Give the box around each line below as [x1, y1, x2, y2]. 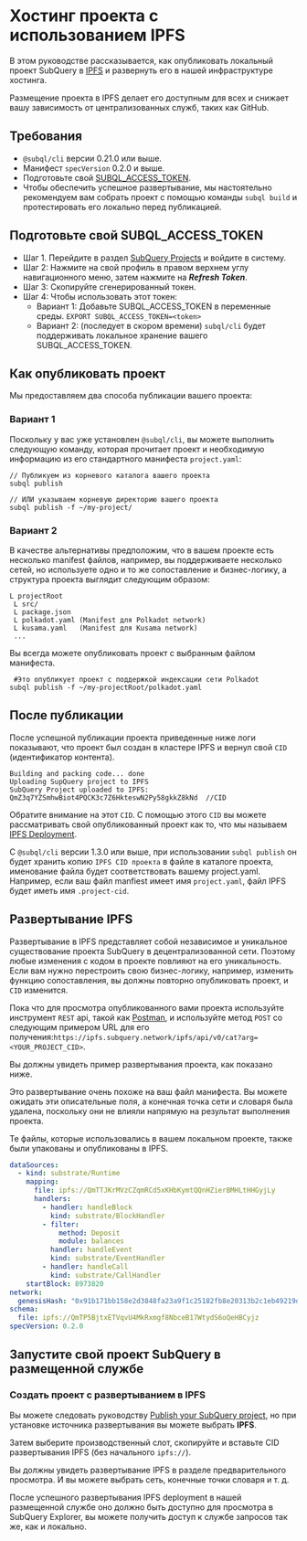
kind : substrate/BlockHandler [49, 1211, 166, 1220]
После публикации [9, 707, 124, 723]
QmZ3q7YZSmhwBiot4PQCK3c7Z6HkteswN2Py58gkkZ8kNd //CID [9, 792, 227, 802]
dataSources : [9, 1160, 59, 1170]
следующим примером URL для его [9, 1021, 150, 1033]
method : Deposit [58, 1228, 121, 1238]
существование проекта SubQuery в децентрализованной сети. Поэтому [9, 945, 296, 956]
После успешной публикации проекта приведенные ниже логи [9, 732, 256, 743]
